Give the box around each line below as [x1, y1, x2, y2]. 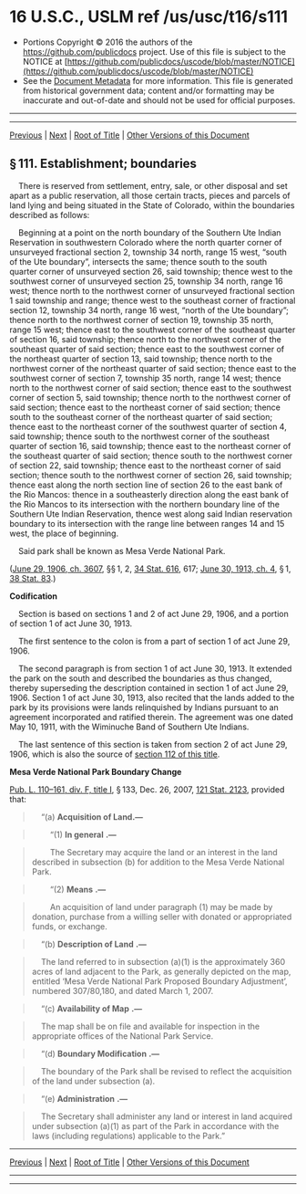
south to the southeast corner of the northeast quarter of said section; [9, 411, 273, 422]
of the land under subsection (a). [31, 1075, 156, 1086]
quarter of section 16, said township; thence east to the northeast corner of [9, 440, 291, 451]
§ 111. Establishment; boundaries [9, 156, 198, 172]
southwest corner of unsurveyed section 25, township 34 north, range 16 [9, 276, 284, 287]
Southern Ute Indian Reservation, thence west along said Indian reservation [9, 508, 293, 519]
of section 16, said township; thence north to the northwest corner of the [9, 333, 282, 344]
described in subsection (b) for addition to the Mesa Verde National [31, 856, 285, 867]
